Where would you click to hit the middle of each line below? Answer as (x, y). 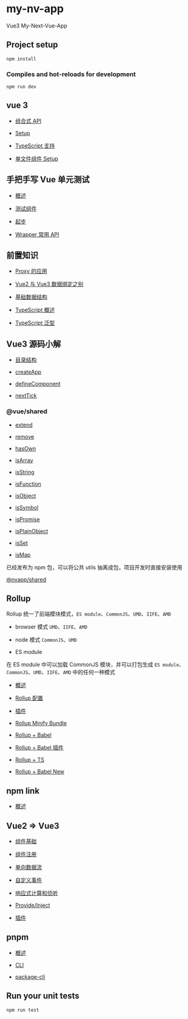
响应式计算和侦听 (36, 893)
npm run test (23, 1010)
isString (25, 472)
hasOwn (25, 448)
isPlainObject (32, 531)
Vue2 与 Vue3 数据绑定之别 (49, 284)
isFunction (28, 484)
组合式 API (28, 121)
